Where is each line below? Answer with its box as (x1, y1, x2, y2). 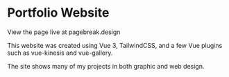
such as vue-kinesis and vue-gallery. (7, 49, 113, 57)
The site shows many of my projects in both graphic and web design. (7, 62, 205, 70)
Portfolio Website (7, 5, 110, 21)
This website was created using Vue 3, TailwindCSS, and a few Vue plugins (7, 41, 223, 49)
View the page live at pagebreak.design (7, 28, 121, 36)
